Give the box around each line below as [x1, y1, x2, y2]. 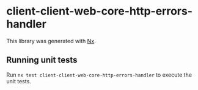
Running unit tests [6, 55, 78, 65]
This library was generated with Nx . [6, 37, 96, 44]
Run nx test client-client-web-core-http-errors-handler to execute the [6, 71, 193, 78]
